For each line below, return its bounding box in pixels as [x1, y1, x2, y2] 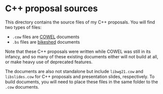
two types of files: [5, 24, 42, 30]
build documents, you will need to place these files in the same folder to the [5, 79, 158, 85]
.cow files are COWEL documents [12, 34, 80, 40]
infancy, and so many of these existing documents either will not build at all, [5, 53, 159, 59]
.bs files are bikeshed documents [12, 39, 80, 45]
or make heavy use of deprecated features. [5, 59, 93, 65]
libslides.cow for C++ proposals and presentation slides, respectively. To [5, 73, 155, 79]
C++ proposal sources [5, 3, 98, 14]
